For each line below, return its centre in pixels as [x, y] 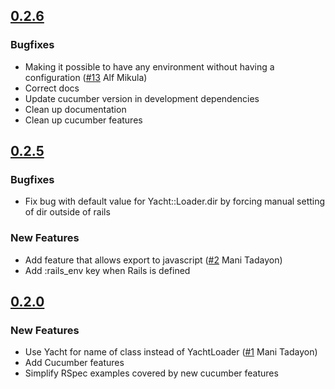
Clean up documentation [75, 109]
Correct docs [52, 88]
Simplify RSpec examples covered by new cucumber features [151, 373]
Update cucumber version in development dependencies [142, 98]
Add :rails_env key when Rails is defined [107, 270]
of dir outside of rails [67, 212]
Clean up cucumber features [83, 120]
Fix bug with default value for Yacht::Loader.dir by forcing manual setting [175, 201]
